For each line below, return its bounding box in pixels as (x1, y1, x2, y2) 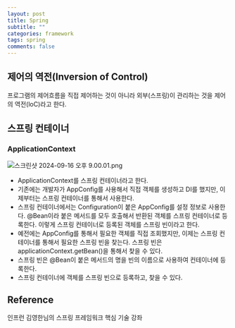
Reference (7, 293, 54, 305)
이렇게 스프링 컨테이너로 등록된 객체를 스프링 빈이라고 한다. (38, 220, 200, 229)
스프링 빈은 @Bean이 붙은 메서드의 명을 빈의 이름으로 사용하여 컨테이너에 (17, 255, 219, 264)
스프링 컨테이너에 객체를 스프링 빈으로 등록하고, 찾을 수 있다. (17, 273, 183, 281)
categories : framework (7, 30, 74, 37)
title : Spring (7, 17, 49, 24)
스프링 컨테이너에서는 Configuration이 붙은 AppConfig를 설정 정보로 (17, 202, 208, 211)
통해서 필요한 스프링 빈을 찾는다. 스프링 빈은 (42, 238, 163, 246)
